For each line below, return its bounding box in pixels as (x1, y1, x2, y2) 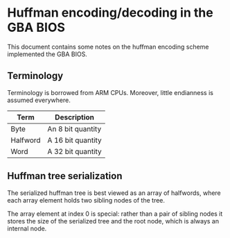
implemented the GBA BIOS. (7, 50, 88, 58)
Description (55, 112, 95, 122)
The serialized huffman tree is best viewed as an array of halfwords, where (7, 189, 222, 197)
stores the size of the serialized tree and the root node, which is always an (7, 216, 220, 225)
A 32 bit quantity (47, 146, 102, 156)
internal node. (7, 224, 47, 232)
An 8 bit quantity (47, 124, 102, 133)
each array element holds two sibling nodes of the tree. (7, 196, 165, 204)
